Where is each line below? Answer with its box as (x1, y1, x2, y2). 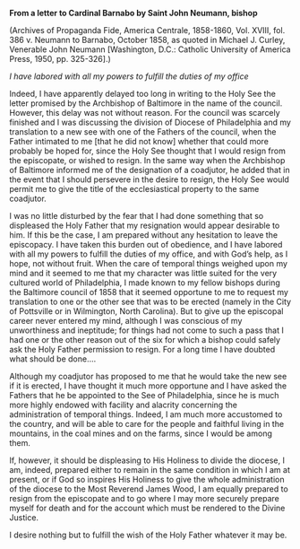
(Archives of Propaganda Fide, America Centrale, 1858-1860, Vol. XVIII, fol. (9, 25, 286, 35)
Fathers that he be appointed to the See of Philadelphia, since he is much (9, 390, 279, 400)
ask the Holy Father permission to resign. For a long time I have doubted (9, 344, 276, 354)
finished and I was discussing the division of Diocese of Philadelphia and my (9, 117, 291, 127)
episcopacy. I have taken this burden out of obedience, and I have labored (9, 240, 283, 249)
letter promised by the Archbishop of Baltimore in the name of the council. (9, 98, 283, 109)
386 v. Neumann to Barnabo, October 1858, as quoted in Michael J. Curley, (9, 35, 286, 45)
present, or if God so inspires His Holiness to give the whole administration (9, 475, 285, 484)
